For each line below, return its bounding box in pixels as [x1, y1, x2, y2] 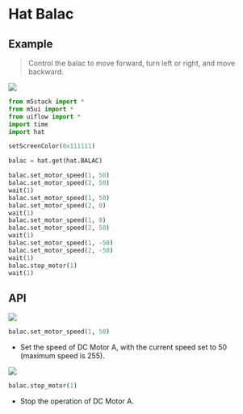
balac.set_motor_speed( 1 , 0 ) [8, 216, 107, 224]
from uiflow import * [8, 112, 82, 121]
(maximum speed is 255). [19, 351, 105, 361]
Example [8, 37, 53, 51]
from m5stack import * [8, 98, 85, 106]
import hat [8, 128, 45, 136]
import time [8, 120, 48, 128]
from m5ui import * [8, 105, 74, 113]
